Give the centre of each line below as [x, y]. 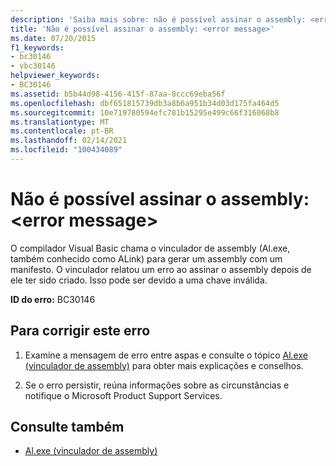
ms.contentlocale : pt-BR [62, 131]
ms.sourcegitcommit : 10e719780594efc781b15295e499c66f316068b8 [145, 112]
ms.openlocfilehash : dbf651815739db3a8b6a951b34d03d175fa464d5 [145, 103]
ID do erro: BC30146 [53, 299]
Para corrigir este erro [80, 331]
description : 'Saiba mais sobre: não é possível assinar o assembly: [158, 19]
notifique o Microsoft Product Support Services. [123, 395]
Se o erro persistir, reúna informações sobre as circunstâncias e [157, 385]
